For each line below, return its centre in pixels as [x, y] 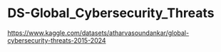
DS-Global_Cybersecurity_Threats [111, 13]
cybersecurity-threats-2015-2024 [57, 40]
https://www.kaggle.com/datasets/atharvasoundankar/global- [98, 33]
